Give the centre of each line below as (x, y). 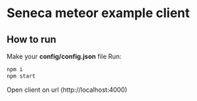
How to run (32, 39)
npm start (21, 76)
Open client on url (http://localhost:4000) (67, 90)
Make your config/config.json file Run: (64, 56)
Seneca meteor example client (98, 13)
